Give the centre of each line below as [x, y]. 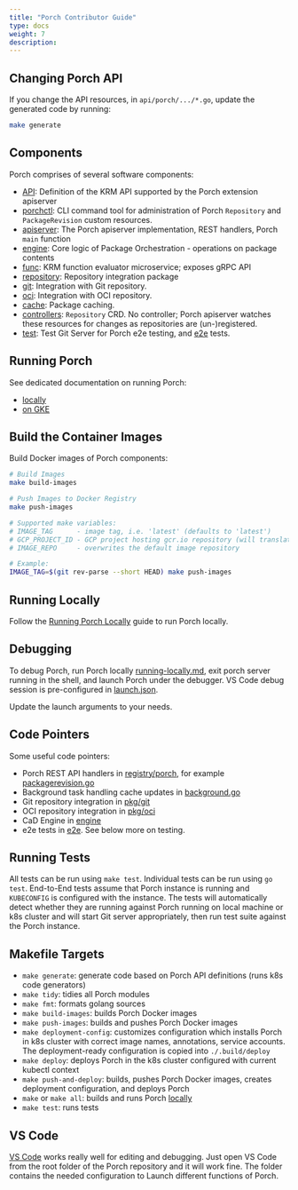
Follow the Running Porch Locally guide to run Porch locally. [119, 621]
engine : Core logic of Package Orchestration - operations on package [149, 248]
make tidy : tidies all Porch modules [86, 995]
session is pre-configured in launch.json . [84, 689]
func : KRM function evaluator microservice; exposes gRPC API [137, 266]
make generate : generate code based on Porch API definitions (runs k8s [153, 976]
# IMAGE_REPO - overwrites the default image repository [125, 548]
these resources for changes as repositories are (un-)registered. [140, 323]
